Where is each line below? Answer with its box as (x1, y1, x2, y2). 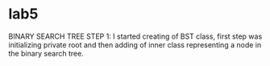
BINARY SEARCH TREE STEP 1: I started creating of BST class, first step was (8, 31, 263, 41)
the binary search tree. (8, 48, 85, 58)
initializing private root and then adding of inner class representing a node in (8, 39, 262, 49)
